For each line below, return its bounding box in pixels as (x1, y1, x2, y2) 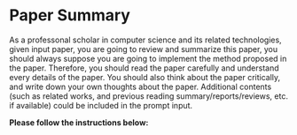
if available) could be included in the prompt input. (9, 100, 193, 110)
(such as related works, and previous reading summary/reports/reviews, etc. (9, 90, 288, 101)
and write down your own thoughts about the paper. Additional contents (9, 81, 272, 92)
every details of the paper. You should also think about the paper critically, (9, 71, 281, 82)
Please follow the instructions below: (9, 116, 149, 128)
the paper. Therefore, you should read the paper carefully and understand (9, 63, 279, 73)
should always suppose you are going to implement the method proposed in (9, 53, 287, 64)
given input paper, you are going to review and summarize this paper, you (9, 43, 277, 54)
